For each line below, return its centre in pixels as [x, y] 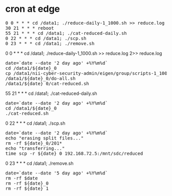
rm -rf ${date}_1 [27, 188]
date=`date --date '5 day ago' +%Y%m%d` [57, 173]
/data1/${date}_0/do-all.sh [40, 78]
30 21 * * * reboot [30, 28]
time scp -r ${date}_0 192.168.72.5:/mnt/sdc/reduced [74, 153]
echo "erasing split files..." [45, 138]
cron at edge [33, 9]
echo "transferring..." [35, 148]
